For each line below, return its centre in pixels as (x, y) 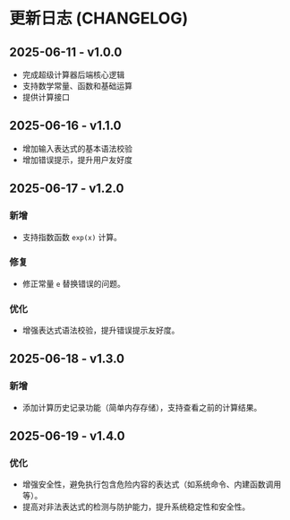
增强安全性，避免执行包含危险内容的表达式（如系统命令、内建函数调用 (152, 484)
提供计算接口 (46, 97)
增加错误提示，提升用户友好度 (77, 160)
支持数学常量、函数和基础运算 (77, 86)
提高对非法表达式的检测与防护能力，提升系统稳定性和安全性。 (136, 507)
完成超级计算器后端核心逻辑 (73, 74)
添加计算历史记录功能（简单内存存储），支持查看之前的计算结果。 (142, 407)
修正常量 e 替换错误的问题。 (73, 283)
